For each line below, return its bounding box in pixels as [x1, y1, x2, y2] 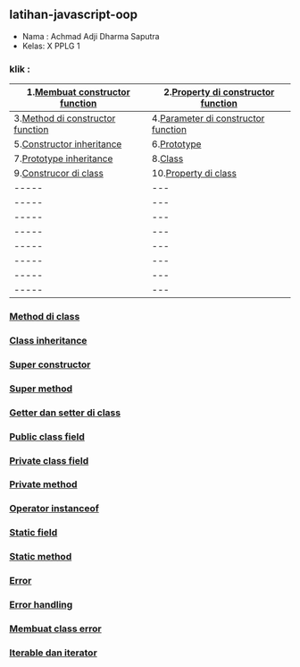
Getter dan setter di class [9, 406, 121, 419]
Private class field [9, 454, 89, 466]
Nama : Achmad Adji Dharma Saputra [21, 30, 160, 41]
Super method [9, 382, 73, 395]
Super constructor [9, 358, 91, 371]
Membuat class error [9, 622, 103, 635]
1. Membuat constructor [26, 86, 131, 98]
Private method [9, 478, 78, 491]
